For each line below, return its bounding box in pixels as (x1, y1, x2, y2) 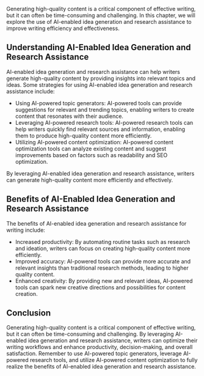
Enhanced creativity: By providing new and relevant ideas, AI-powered (15, 277, 193, 284)
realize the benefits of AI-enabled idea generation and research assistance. (6, 363, 197, 370)
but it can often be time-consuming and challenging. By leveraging (6, 330, 174, 338)
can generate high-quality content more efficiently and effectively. (6, 176, 173, 183)
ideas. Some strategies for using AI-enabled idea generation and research (6, 81, 193, 88)
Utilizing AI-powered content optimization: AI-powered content (15, 138, 174, 146)
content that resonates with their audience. (15, 112, 124, 120)
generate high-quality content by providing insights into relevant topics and (6, 75, 196, 82)
